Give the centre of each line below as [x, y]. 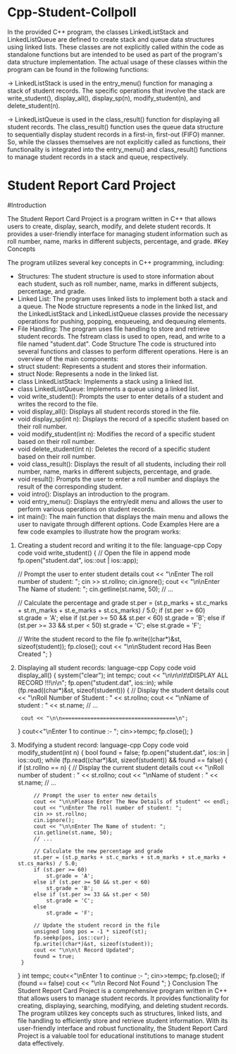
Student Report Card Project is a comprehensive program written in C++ [122, 990]
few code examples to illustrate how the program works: [99, 532]
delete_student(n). [34, 105]
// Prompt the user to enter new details [95, 795]
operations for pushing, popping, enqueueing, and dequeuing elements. [122, 321]
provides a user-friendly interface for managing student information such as [118, 233]
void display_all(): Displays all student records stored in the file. [109, 411]
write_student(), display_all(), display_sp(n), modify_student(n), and [104, 98]
